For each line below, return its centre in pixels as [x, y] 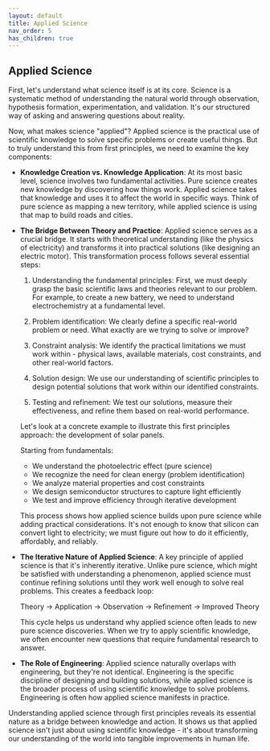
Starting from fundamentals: [67, 451]
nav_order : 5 [30, 31]
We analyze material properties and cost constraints [118, 484]
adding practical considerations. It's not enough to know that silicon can [139, 524]
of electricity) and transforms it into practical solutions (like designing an [140, 248]
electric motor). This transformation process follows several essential [135, 256]
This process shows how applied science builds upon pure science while [141, 516]
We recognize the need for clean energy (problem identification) [138, 475]
